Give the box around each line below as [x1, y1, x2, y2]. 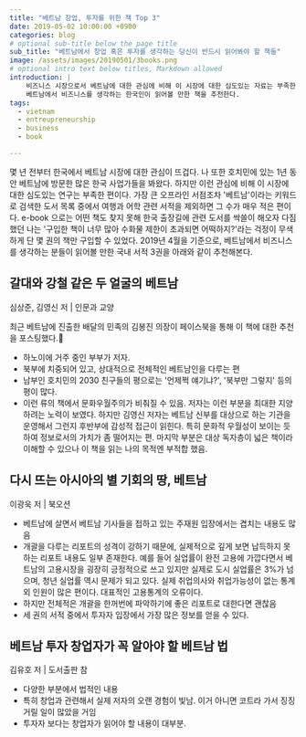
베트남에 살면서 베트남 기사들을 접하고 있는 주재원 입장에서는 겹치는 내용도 [22, 518, 287, 529]
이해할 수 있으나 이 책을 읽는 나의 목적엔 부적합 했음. [22, 443, 208, 454]
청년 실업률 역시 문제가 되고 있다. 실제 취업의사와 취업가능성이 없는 [42, 574, 279, 585]
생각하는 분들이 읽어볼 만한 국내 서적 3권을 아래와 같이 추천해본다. [18, 246, 253, 257]
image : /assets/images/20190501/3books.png [9, 56, 178, 65]
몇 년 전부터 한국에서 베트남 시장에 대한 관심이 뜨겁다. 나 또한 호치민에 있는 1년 [9, 166, 288, 177]
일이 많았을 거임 [39, 707, 97, 718]
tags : [9, 98, 30, 108]
